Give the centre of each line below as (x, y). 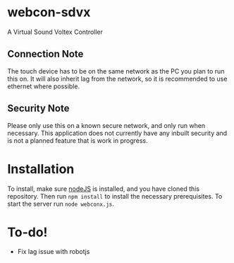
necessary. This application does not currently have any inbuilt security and (117, 133)
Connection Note (45, 54)
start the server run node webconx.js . (61, 204)
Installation (41, 169)
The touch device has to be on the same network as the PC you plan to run (116, 71)
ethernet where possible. (43, 86)
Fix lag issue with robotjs (54, 252)
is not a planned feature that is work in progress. (78, 140)
